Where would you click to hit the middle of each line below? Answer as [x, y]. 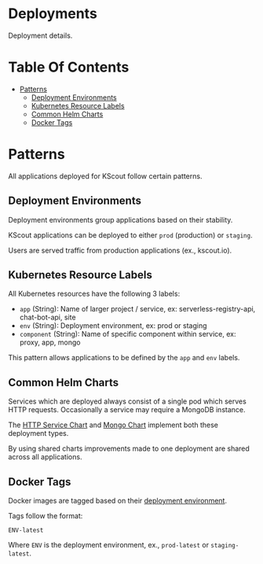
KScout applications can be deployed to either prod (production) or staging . [130, 235]
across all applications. [45, 457]
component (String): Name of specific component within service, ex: [128, 334]
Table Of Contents [69, 67]
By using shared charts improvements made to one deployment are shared [129, 448]
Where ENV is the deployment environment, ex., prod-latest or [109, 545]
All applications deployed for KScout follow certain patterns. [105, 176]
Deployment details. [40, 35]
